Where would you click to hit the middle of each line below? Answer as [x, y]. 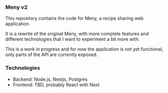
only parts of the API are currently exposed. [52, 54]
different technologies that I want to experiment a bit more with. [73, 39]
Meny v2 [16, 7]
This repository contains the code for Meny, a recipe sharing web [74, 18]
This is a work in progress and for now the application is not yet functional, [84, 49]
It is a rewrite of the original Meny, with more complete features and [77, 34]
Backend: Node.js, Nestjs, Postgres [50, 79]
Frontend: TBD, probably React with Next [56, 85]
